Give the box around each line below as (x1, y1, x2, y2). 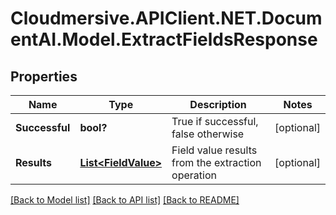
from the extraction (171, 156, 262, 169)
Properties (10, 68, 78, 85)
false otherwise (171, 127, 245, 141)
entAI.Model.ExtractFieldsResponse (10, 28, 318, 51)
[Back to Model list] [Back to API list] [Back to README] (10, 194, 240, 206)
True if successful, (171, 115, 259, 128)
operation (171, 168, 217, 182)
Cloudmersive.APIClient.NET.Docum (10, 7, 323, 30)
